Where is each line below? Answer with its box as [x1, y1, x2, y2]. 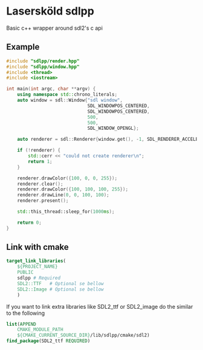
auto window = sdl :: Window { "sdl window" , [17, 97, 123, 103]
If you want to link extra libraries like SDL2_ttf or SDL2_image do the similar [6, 303, 193, 310]
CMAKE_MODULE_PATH [17, 326, 63, 333]
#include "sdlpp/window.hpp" [6, 64, 80, 70]
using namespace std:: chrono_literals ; [17, 92, 118, 98]
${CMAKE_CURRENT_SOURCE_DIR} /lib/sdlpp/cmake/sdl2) [17, 332, 150, 338]
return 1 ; [28, 158, 53, 164]
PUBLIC [17, 269, 34, 275]
